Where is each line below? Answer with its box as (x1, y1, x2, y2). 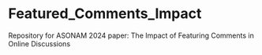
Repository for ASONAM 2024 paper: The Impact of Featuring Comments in (8, 31, 254, 40)
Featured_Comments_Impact (8, 5, 202, 23)
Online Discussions (8, 38, 71, 48)
